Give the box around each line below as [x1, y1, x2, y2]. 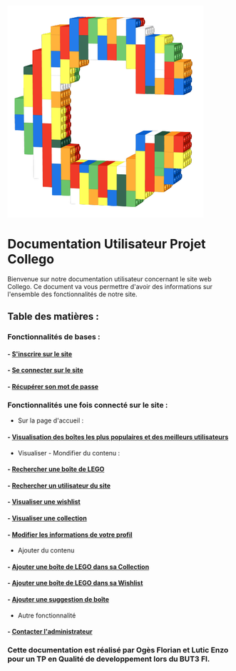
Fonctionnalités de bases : [7, 332, 101, 342]
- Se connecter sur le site [7, 366, 83, 375]
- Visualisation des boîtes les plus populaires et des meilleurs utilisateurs [7, 433, 229, 441]
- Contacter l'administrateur [7, 627, 93, 636]
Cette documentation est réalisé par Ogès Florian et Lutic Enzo [7, 645, 229, 655]
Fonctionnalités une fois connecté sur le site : [7, 400, 168, 410]
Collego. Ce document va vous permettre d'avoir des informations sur [7, 282, 212, 291]
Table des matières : [7, 311, 100, 323]
